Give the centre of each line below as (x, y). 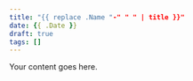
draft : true (31, 33)
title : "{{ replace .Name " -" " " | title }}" (97, 17)
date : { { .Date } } (43, 26)
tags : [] (25, 42)
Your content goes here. (53, 67)
